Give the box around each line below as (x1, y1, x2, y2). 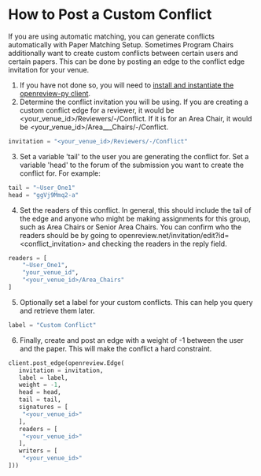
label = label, (18, 374, 68, 381)
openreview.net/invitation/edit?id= (119, 230, 230, 240)
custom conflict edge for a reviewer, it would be (19, 105, 175, 115)
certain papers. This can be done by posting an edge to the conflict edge (8, 57, 245, 66)
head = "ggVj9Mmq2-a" (8, 191, 79, 199)
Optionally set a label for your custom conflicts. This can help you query (19, 297, 253, 307)
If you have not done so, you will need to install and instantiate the (19, 80, 234, 90)
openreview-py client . (19, 88, 91, 98)
